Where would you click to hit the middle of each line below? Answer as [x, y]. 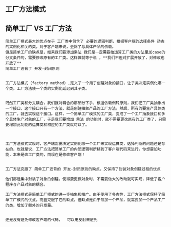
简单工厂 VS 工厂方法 [39, 28]
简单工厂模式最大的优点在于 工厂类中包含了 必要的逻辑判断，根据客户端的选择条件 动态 [85, 42]
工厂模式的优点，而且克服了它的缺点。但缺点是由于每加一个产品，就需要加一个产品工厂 [87, 200]
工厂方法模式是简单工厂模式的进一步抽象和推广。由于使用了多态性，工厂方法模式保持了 [83, 195]
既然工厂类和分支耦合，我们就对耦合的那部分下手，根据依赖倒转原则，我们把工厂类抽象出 [85, 103]
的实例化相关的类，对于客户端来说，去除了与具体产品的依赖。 [61, 47]
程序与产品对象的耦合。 [26, 185]
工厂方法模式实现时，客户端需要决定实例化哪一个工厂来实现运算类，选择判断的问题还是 [83, 144]
